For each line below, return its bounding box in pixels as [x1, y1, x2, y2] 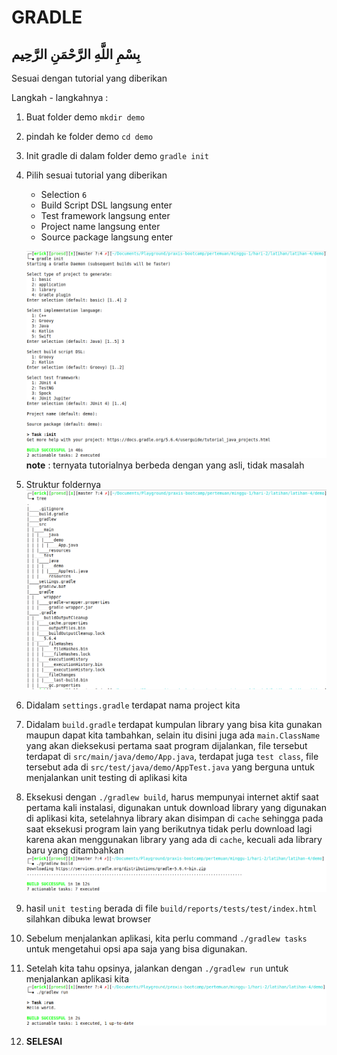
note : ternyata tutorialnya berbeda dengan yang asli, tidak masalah [25, 459, 305, 471]
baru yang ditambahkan [25, 844, 124, 856]
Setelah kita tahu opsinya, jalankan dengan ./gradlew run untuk [25, 962, 289, 975]
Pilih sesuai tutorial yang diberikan [25, 169, 168, 181]
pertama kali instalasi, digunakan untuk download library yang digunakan [25, 801, 327, 813]
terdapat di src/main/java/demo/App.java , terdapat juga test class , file [25, 750, 319, 762]
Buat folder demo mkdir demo [25, 111, 146, 123]
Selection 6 [40, 189, 88, 200]
